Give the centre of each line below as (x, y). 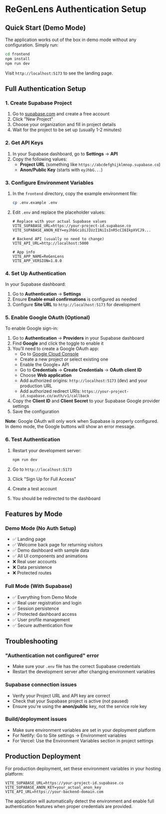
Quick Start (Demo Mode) (46, 28)
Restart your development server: (47, 450)
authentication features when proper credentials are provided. (69, 806)
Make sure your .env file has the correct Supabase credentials (76, 666)
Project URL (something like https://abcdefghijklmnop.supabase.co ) (90, 164)
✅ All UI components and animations (50, 556)
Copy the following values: (40, 159)
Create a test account (35, 488)
